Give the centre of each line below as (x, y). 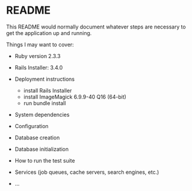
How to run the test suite (45, 160)
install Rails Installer (48, 90)
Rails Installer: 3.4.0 (39, 67)
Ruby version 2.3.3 (38, 56)
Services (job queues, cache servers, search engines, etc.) (87, 172)
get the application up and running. (49, 33)
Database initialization (42, 149)
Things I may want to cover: (40, 44)
